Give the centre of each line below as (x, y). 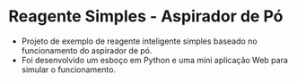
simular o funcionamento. (69, 70)
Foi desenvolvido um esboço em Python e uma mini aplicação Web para (155, 60)
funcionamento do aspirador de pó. (87, 50)
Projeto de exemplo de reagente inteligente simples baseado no (139, 41)
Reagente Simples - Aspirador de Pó (146, 16)
